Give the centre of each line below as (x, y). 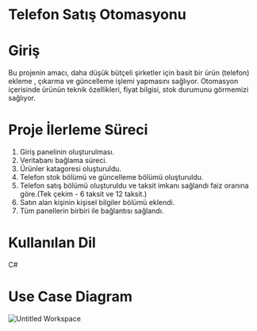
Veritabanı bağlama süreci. (63, 161)
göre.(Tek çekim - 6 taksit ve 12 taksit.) (83, 194)
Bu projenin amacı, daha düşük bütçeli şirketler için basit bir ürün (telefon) (129, 73)
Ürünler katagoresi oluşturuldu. (70, 169)
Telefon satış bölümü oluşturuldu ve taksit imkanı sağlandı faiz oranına (134, 186)
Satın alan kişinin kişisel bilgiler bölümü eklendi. (97, 203)
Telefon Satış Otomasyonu (97, 15)
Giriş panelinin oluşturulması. (67, 152)
